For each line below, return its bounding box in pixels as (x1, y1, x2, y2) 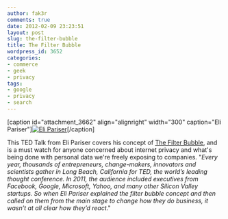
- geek (7, 67, 26, 74)
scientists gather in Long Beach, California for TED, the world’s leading (7, 167, 207, 175)
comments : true (7, 16, 51, 23)
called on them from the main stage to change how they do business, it (7, 196, 209, 205)
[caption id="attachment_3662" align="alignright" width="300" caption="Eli (7, 118, 221, 126)
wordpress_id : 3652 (7, 49, 63, 55)
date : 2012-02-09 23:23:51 (7, 23, 84, 29)
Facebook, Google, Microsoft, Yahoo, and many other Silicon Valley (7, 182, 199, 190)
